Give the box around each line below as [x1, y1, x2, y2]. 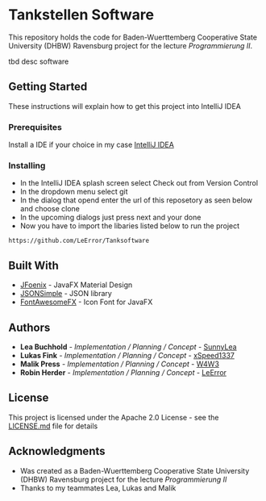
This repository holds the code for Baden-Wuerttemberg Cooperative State [8, 32, 258, 42]
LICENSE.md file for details [8, 421, 98, 431]
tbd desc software [8, 56, 69, 66]
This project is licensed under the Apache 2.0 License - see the [8, 412, 219, 422]
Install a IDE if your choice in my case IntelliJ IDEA [8, 140, 175, 150]
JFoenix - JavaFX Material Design [19, 280, 133, 290]
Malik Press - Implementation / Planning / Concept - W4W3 [19, 359, 220, 369]
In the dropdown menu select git [19, 187, 128, 197]
